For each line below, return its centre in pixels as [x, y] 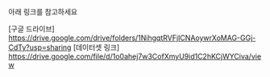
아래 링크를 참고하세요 [43, 12]
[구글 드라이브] [31, 29]
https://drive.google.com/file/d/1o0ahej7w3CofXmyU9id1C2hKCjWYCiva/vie [135, 56]
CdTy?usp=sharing [40, 47]
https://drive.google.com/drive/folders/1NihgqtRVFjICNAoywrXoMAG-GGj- [132, 38]
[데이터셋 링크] [96, 47]
